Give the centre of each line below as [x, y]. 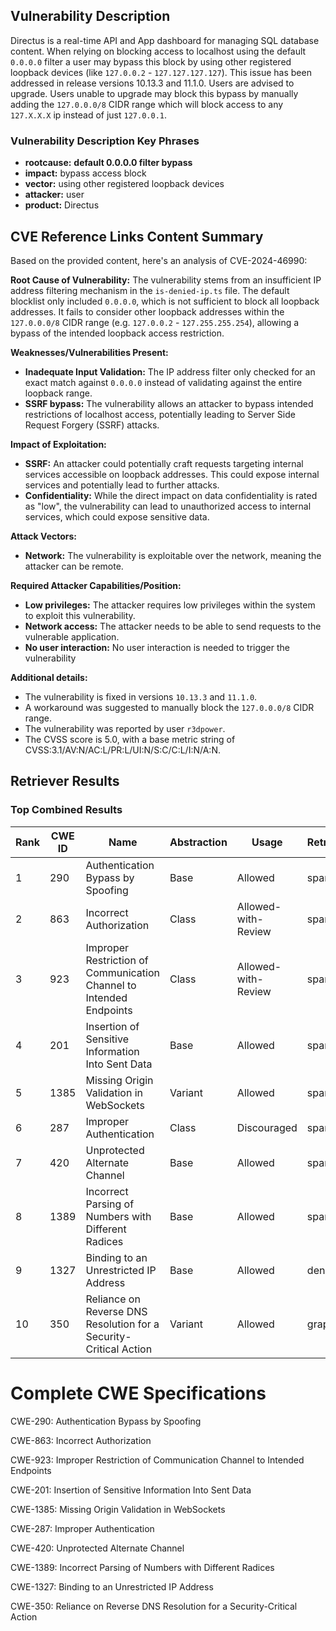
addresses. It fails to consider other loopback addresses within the [147, 311]
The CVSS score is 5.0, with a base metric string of [130, 739]
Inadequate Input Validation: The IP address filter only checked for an [170, 371]
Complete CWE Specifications [138, 1393]
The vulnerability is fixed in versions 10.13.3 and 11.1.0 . [141, 696]
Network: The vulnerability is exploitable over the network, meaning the [173, 555]
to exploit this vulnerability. [80, 615]
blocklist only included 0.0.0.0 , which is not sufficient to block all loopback [165, 301]
